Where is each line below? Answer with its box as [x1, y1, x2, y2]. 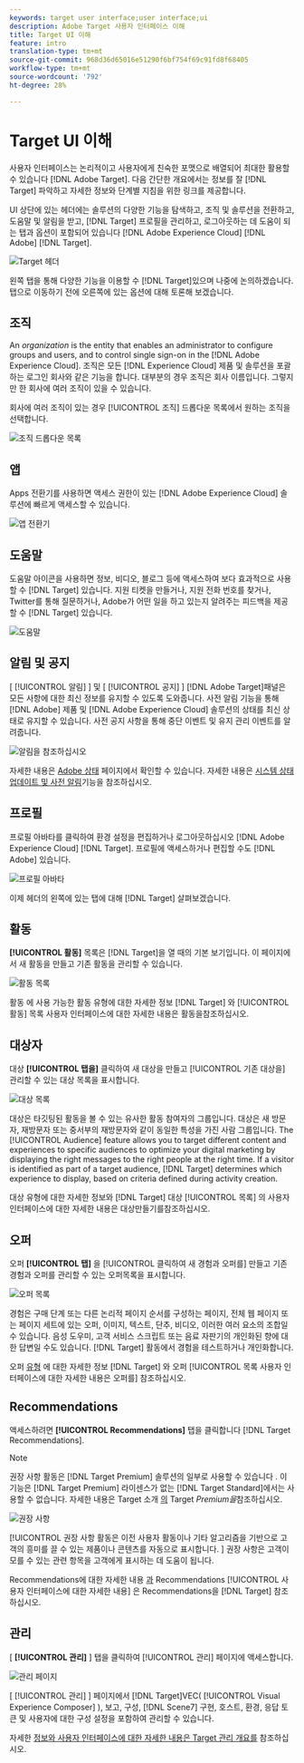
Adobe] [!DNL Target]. [9, 237, 92, 247]
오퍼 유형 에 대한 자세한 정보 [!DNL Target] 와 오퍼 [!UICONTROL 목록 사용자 [9, 1361, 282, 1372]
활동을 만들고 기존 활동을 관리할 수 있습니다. [28, 958, 184, 970]
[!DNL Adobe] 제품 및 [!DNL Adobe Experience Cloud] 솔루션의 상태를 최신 [9, 703, 281, 714]
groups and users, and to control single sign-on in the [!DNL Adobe [9, 350, 261, 361]
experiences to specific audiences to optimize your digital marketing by [9, 1144, 276, 1156]
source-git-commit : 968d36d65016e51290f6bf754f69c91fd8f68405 [9, 55, 249, 64]
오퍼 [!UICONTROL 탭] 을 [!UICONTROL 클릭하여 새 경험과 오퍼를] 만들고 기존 [9, 1258, 288, 1269]
